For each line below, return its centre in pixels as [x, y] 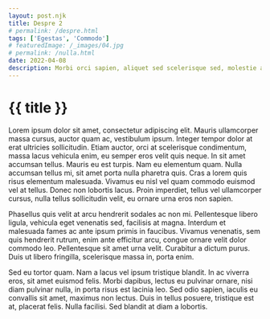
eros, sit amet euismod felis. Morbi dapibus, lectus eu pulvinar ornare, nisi [131, 280]
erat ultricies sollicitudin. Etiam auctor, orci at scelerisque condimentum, [127, 147]
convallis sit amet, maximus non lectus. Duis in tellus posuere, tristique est [131, 297]
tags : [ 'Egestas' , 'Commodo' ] [59, 38]
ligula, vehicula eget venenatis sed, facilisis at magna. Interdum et [117, 223]
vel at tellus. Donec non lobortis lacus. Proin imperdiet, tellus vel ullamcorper [135, 190]
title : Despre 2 [35, 23]
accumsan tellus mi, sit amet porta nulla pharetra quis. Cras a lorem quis [128, 173]
